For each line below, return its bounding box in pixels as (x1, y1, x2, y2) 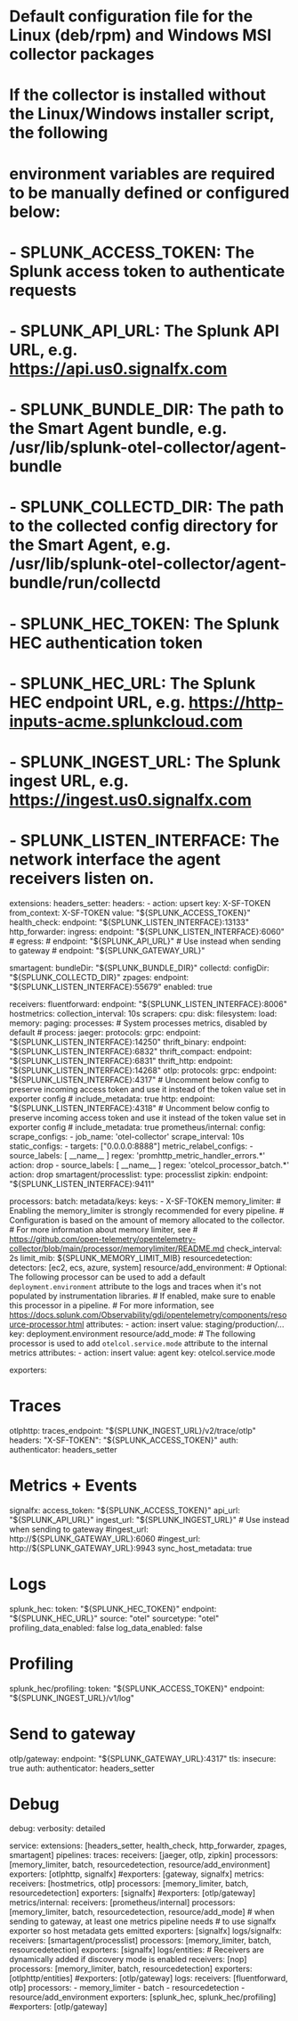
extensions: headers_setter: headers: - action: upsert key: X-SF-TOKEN (9, 897, 271, 908)
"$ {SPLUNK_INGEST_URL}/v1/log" (9, 1692, 135, 1703)
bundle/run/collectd (9, 573, 162, 593)
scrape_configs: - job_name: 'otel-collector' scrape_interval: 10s (9, 1131, 245, 1141)
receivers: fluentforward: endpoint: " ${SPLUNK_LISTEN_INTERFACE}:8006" (9, 998, 287, 1009)
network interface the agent (9, 849, 221, 870)
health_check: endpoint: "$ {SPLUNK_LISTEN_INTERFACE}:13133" (9, 916, 249, 928)
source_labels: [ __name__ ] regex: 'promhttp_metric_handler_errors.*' (9, 1150, 265, 1160)
